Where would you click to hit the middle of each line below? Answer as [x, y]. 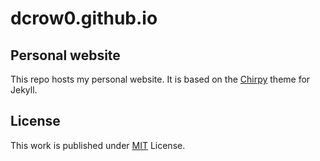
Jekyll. [24, 90]
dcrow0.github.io [84, 18]
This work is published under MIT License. [98, 145]
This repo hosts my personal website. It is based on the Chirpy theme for [160, 79]
